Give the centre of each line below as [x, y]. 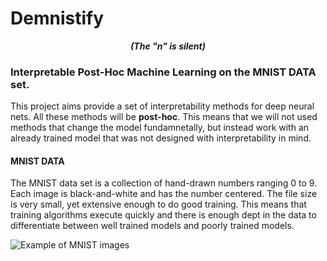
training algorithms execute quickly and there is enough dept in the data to [163, 215]
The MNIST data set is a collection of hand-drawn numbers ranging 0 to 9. [164, 183]
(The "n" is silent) [168, 46]
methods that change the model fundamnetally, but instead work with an [160, 128]
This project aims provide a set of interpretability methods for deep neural [162, 106]
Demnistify [57, 18]
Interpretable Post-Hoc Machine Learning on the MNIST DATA [163, 72]
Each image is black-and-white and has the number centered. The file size [164, 194]
